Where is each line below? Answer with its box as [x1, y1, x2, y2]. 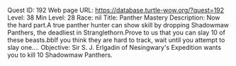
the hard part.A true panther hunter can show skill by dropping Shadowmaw [7, 21, 229, 29]
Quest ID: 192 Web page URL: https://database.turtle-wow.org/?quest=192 [7, 6, 225, 14]
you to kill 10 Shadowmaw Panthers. [7, 51, 113, 59]
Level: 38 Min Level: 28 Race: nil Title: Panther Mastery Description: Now [7, 13, 220, 22]
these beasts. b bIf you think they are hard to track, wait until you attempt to [7, 36, 225, 44]
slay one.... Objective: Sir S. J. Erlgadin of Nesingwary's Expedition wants [7, 44, 222, 51]
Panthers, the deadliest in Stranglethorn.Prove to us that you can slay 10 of [7, 28, 225, 37]
